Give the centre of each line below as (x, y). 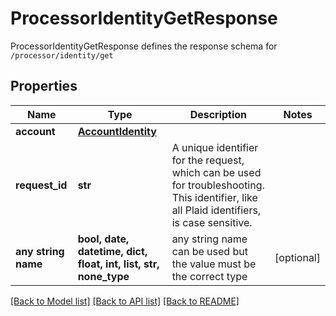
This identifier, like (214, 197)
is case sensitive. (212, 222)
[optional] (297, 257)
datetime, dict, (112, 251)
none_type (103, 276)
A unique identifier (215, 147)
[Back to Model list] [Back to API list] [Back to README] (125, 301)
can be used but (209, 251)
